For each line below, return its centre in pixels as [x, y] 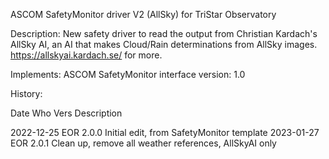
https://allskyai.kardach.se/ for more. [86, 55]
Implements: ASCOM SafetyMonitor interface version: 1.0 [128, 74]
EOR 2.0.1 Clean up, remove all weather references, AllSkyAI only [143, 143]
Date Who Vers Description [66, 113]
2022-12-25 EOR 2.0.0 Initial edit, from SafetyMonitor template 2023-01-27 [165, 132]
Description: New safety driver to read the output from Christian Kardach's [164, 33]
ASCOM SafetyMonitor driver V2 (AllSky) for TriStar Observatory [143, 14]
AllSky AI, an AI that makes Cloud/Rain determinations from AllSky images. [164, 44]
